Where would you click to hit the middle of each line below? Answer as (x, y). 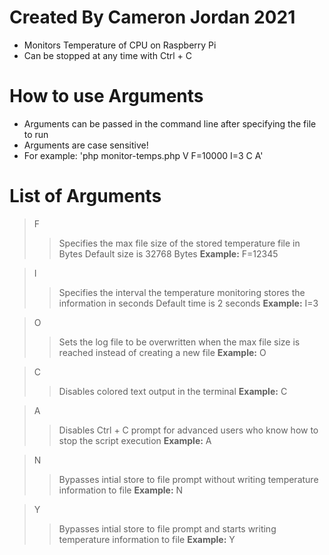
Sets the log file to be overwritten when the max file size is (179, 342)
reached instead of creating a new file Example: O (162, 352)
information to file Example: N (121, 490)
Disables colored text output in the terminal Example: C (173, 391)
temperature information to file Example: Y (147, 539)
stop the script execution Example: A (135, 440)
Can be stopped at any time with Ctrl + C (107, 55)
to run (36, 134)
